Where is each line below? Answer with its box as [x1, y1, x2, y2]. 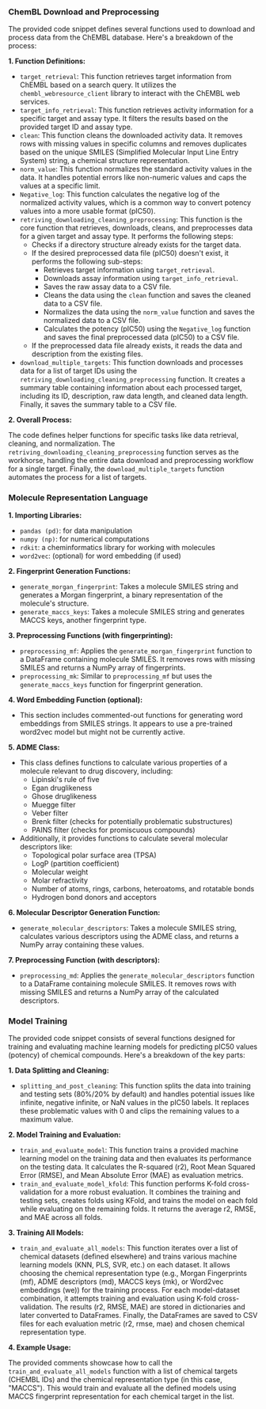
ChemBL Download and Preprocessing [8, 6, 160, 17]
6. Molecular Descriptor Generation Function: [8, 907, 161, 917]
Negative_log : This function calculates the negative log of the [19, 189, 220, 199]
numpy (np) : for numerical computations [19, 534, 150, 544]
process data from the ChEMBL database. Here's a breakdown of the [8, 32, 234, 42]
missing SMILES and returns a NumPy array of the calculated [19, 987, 219, 997]
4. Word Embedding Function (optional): [8, 695, 143, 704]
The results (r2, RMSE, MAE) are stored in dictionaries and [55, 1301, 245, 1312]
